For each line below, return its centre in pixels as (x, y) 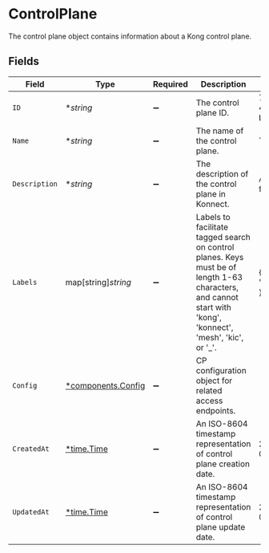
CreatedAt (31, 449)
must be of (216, 267)
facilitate (212, 227)
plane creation (223, 464)
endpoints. (216, 410)
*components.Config (105, 385)
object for (214, 380)
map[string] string (98, 282)
